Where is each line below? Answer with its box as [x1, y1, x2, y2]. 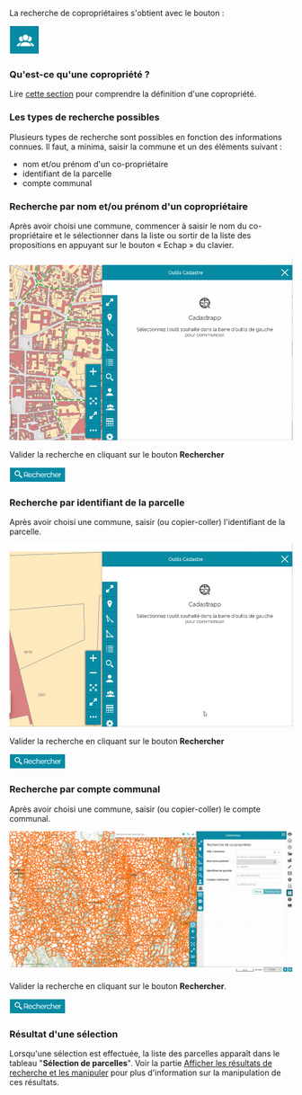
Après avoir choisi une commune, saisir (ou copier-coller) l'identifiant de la [9, 517, 286, 528]
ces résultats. [9, 1076, 60, 1087]
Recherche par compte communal [9, 783, 161, 796]
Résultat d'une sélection [9, 1028, 119, 1040]
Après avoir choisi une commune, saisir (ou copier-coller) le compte [9, 804, 261, 815]
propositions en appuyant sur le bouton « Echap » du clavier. [9, 239, 235, 250]
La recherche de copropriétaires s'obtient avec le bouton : [9, 8, 225, 18]
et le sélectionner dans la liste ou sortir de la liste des [54, 229, 252, 241]
